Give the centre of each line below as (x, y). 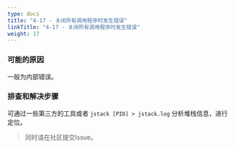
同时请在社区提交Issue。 (61, 137)
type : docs (23, 14)
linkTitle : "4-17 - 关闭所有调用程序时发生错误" (74, 27)
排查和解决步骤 (33, 96)
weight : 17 (23, 34)
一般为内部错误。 (32, 76)
